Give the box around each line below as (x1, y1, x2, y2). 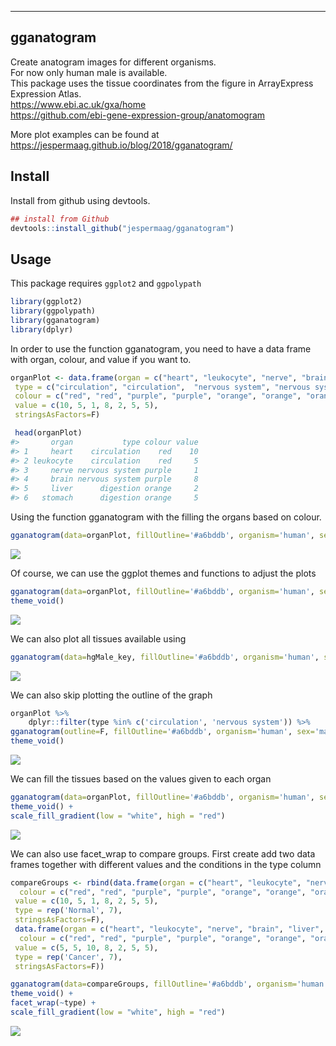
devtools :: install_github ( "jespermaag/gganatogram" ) (10, 223, 235, 233)
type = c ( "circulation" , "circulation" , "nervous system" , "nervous (14, 382, 311, 392)
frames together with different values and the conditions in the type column (10, 858, 322, 870)
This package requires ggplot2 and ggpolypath (10, 277, 202, 290)
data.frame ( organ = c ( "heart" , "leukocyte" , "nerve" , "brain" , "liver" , (14, 924, 325, 935)
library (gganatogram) (10, 315, 101, 325)
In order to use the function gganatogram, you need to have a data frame (10, 342, 312, 355)
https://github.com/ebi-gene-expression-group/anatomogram (10, 109, 266, 121)
